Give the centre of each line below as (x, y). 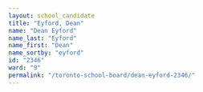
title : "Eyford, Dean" (46, 23)
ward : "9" (25, 68)
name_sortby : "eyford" (46, 53)
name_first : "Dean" (41, 46)
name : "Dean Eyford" (43, 30)
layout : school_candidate (51, 16)
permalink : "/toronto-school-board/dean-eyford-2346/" (102, 75)
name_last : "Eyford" (43, 38)
